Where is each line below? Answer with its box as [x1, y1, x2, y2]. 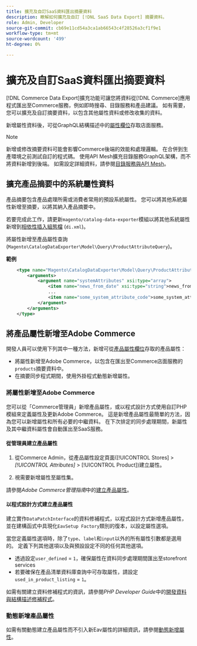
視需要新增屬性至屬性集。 [14, 474, 77, 481]
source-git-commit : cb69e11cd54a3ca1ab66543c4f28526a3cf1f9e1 [6, 25, 161, 31]
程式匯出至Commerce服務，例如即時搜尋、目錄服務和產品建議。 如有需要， [6, 101, 189, 109]
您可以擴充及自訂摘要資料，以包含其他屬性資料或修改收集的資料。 [6, 109, 165, 116]
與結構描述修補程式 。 [6, 595, 57, 603]
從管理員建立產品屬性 [6, 439, 57, 447]
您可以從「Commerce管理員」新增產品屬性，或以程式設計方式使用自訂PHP [6, 403, 187, 410]
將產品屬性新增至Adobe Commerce [6, 328, 136, 338]
